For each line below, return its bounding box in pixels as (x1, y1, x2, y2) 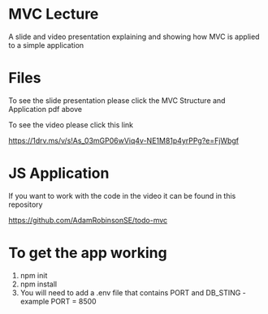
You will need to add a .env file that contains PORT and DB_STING (19, 287, 241, 297)
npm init (19, 270, 48, 280)
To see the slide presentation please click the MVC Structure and (8, 95, 226, 105)
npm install (19, 279, 58, 289)
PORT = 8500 (50, 296, 97, 306)
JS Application (8, 164, 110, 183)
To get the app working (8, 244, 168, 262)
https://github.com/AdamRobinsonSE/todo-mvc (8, 215, 168, 225)
